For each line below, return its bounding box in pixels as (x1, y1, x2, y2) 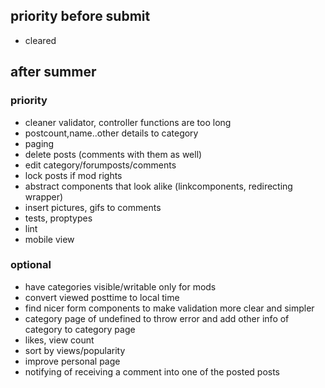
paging (24, 137, 55, 149)
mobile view (24, 233, 75, 245)
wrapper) (24, 190, 64, 203)
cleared (24, 34, 57, 46)
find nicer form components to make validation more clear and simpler (24, 302, 315, 314)
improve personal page (24, 355, 121, 367)
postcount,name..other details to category (24, 127, 199, 139)
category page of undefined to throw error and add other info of (24, 312, 290, 324)
